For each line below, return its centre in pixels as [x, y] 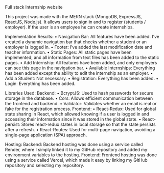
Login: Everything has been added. [40, 84]
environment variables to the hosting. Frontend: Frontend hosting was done [81, 155]
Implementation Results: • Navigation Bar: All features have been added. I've [82, 37]
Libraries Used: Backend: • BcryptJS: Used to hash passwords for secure [79, 93]
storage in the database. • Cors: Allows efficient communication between [79, 98]
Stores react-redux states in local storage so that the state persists [88, 124]
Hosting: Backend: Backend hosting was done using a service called [74, 144]
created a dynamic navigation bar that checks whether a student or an [76, 42]
